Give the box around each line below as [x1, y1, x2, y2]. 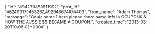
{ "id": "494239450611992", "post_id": [4, 4, 81, 9]
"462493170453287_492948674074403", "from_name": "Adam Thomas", [4, 9, 151, 15]
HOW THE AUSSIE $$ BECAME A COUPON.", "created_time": [4, 19, 126, 25]
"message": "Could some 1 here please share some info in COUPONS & [4, 14, 147, 19]
